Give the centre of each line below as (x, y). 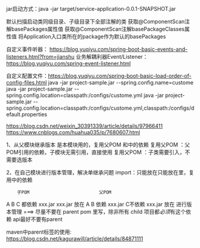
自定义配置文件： (27, 76)
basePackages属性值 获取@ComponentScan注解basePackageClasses (98, 29)
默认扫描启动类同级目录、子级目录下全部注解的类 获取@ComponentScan (96, 22)
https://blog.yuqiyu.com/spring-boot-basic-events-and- (119, 49)
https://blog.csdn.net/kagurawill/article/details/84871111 (75, 239)
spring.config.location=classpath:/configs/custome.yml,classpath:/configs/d (100, 108)
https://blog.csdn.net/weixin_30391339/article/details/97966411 (84, 126)
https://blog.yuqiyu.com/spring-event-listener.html (69, 63)
